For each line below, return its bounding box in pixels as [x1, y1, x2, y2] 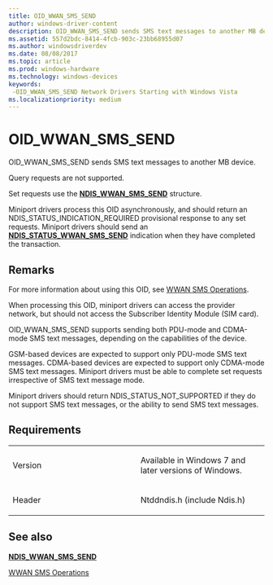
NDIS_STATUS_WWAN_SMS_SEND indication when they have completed [8, 231, 256, 240]
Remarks [8, 262, 55, 277]
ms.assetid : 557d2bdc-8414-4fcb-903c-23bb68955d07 [8, 34, 184, 43]
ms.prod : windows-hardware [8, 65, 100, 73]
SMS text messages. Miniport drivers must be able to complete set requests [8, 367, 262, 376]
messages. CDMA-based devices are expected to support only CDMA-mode [8, 358, 265, 367]
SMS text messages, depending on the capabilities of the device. [29, 333, 247, 343]
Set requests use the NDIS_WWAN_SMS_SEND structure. [8, 189, 202, 199]
